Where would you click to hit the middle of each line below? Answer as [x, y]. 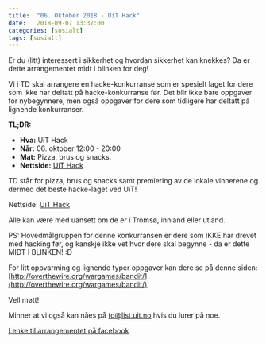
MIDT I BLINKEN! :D [40, 252]
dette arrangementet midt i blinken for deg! [79, 69]
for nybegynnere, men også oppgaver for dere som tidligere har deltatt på [129, 101]
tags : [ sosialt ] [35, 38]
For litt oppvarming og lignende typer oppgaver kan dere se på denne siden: [133, 268]
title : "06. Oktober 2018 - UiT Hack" [74, 15]
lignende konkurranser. [46, 110]
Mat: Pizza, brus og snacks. [66, 157]
